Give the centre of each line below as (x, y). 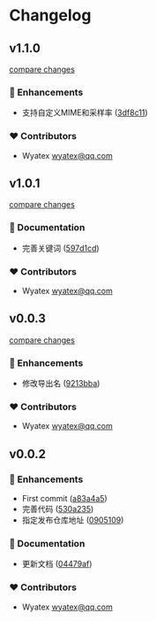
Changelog (50, 16)
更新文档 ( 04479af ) (57, 564)
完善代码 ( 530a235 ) (58, 509)
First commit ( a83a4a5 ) (64, 499)
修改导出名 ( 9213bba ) (61, 384)
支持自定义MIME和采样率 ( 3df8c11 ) (85, 113)
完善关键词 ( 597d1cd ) (60, 248)
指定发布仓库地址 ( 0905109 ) (73, 520)
